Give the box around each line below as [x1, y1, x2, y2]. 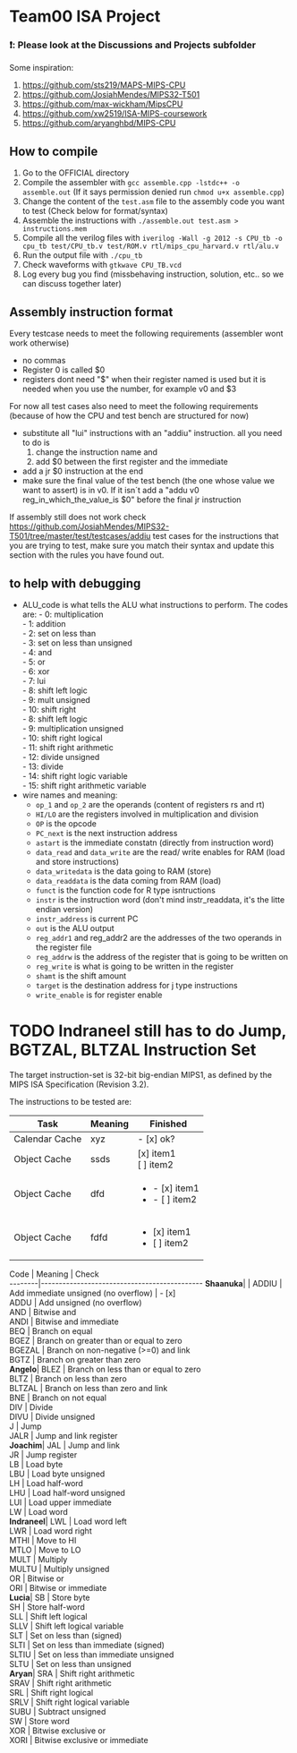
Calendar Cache [13, 1133, 82, 1145]
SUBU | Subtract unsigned [9, 1706, 106, 1716]
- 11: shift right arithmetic [21, 741, 114, 753]
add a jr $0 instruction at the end [21, 466, 143, 476]
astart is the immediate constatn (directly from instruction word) [35, 837, 275, 848]
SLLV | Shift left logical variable [9, 1620, 124, 1631]
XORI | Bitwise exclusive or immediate [9, 1734, 149, 1745]
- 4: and [21, 646, 52, 657]
